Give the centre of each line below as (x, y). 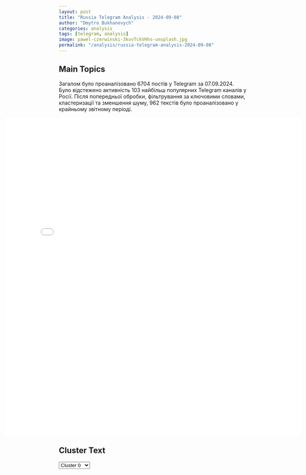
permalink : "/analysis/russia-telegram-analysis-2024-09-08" (137, 45)
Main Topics (82, 69)
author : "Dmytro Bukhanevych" (97, 23)
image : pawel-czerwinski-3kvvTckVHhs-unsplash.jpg (123, 39)
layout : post (75, 12)
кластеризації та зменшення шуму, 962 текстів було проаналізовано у (149, 103)
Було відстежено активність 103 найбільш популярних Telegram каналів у (153, 90)
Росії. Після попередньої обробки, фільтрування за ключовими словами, (152, 96)
